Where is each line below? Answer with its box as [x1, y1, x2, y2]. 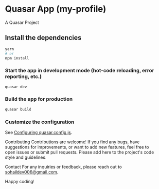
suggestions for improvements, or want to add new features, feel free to [5, 144, 149, 150]
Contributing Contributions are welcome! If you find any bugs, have [5, 139, 140, 145]
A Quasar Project [5, 19, 39, 25]
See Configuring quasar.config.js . [5, 130, 72, 135]
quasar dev [5, 84, 27, 89]
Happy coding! [5, 179, 35, 185]
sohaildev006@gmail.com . [5, 169, 59, 175]
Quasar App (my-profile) [5, 3, 106, 15]
